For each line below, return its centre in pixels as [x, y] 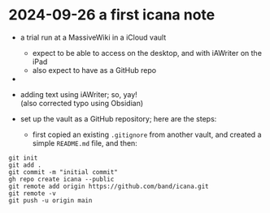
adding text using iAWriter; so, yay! [79, 94]
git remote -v [33, 193]
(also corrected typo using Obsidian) [82, 103]
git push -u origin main [50, 200]
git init [23, 158]
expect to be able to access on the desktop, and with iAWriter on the [147, 53]
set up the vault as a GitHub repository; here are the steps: [118, 118]
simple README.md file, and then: [85, 143]
